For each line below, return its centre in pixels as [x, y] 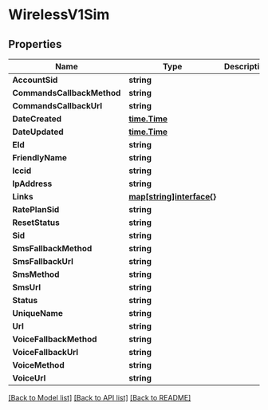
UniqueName [38, 313]
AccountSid [35, 80]
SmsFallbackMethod [52, 248]
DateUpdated [38, 132]
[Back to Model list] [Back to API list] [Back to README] [100, 398]
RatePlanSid [36, 209]
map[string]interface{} [173, 197]
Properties [35, 44]
